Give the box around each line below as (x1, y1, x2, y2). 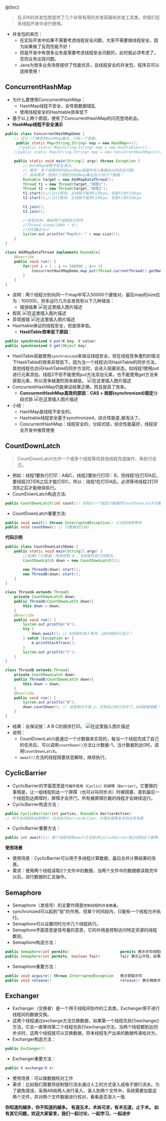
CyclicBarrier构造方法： (12, 801, 61, 807)
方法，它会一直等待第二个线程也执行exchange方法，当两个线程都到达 (12, 1024, 154, 1030)
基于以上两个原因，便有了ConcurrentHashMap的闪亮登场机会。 (12, 115, 142, 121)
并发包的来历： (12, 31, 43, 37)
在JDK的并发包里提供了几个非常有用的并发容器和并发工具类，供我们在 (17, 14, 161, 20)
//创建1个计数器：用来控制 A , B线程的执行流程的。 (23, 554, 117, 559)
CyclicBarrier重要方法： (12, 825, 61, 831)
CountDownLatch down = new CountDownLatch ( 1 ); (23, 558, 121, 563)
